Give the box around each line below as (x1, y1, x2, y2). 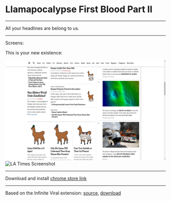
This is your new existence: (5, 49, 63, 55)
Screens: (5, 40, 24, 46)
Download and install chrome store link (5, 175, 87, 181)
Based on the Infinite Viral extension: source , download (5, 190, 121, 196)
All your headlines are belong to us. (5, 25, 80, 31)
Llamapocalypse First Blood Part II (5, 4, 153, 15)
